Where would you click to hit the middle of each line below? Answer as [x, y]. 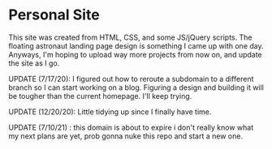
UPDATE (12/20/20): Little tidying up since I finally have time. [110, 112]
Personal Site [54, 15]
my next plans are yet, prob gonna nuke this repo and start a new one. [126, 136]
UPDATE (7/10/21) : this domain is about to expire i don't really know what [131, 127]
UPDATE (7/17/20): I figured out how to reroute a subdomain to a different [131, 79]
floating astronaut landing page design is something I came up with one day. [136, 45]
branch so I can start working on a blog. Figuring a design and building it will [136, 87]
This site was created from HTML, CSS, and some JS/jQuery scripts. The [130, 37]
